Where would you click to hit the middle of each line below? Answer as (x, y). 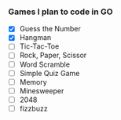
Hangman (35, 38)
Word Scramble (45, 64)
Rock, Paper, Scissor (53, 55)
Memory (33, 82)
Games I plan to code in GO (60, 12)
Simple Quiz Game (49, 73)
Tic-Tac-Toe (39, 46)
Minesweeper (42, 91)
